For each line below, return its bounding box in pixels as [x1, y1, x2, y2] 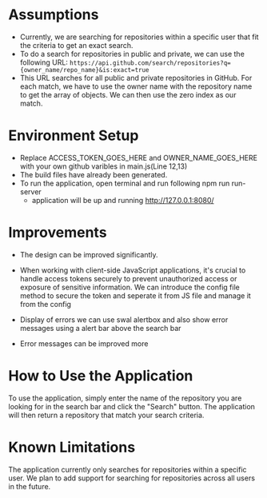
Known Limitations [8, 438, 136, 456]
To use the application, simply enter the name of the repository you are [8, 393, 242, 403]
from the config [19, 299, 72, 309]
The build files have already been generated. [19, 169, 168, 179]
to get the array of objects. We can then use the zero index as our [19, 90, 237, 99]
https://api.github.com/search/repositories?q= [69, 58, 231, 67]
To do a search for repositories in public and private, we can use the [19, 49, 245, 58]
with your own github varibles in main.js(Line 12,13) [19, 161, 188, 171]
